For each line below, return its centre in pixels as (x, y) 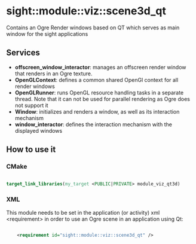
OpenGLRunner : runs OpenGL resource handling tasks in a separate (99, 92)
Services (23, 53)
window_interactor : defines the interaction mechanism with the (93, 124)
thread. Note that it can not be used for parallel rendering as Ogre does (102, 99)
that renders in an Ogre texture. (53, 74)
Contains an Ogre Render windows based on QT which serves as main (93, 28)
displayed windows (39, 130)
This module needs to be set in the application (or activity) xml (83, 212)
